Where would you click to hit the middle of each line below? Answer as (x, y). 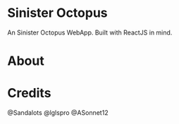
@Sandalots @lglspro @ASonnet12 (58, 113)
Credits (29, 93)
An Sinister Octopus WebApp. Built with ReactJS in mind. (90, 32)
